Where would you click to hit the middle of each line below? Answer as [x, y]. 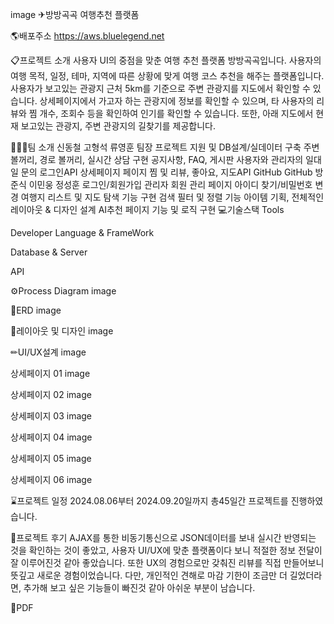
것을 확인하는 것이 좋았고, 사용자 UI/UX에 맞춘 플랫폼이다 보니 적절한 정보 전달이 [166, 550]
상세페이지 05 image [51, 458]
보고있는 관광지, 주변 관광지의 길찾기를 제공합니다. [118, 126]
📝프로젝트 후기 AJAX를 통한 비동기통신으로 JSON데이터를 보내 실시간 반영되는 [163, 537]
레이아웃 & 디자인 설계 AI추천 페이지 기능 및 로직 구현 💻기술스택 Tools [147, 209]
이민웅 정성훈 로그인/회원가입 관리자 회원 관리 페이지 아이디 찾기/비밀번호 [170, 184]
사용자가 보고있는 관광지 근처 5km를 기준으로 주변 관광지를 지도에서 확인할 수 [160, 88]
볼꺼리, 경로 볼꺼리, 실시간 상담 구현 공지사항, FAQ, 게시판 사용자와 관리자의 [157, 159]
